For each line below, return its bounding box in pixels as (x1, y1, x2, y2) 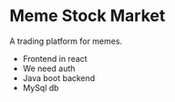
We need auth (22, 63, 76, 74)
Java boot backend (22, 72, 96, 83)
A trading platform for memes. (9, 36, 123, 46)
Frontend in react (22, 53, 88, 64)
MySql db (22, 82, 59, 93)
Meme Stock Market (9, 5, 166, 26)
